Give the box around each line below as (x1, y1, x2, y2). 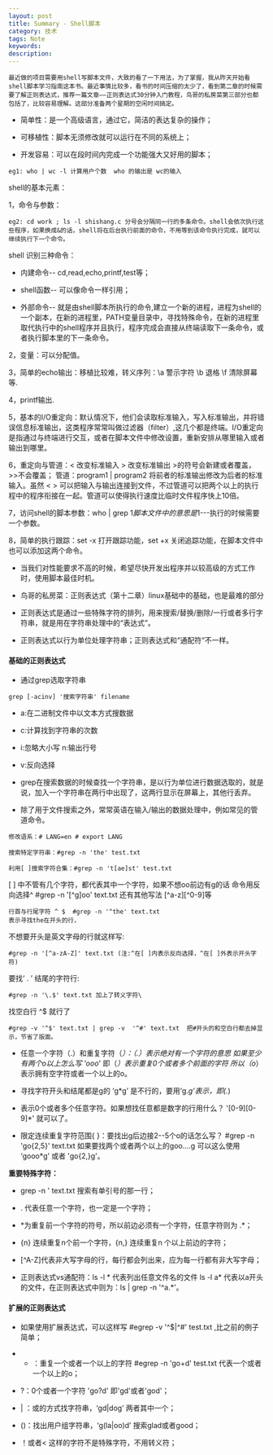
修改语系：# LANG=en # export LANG (8, 833, 123, 842)
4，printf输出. (8, 395, 55, 404)
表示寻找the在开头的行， (8, 917, 80, 925)
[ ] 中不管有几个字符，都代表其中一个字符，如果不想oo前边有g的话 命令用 (8, 880, 253, 890)
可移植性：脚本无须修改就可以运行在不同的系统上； (19, 132, 192, 142)
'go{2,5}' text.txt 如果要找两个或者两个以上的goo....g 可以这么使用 (19, 1141, 240, 1151)
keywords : (8, 42, 42, 51)
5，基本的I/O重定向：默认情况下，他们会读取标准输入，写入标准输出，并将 (8, 412, 258, 422)
